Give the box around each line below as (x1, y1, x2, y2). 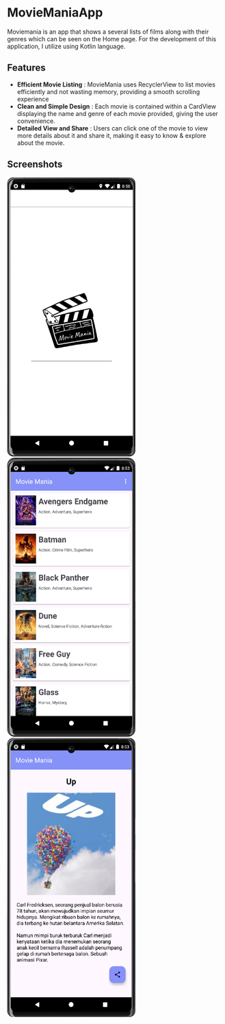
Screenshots (7, 159, 63, 170)
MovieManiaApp (7, 5, 103, 21)
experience (16, 95, 49, 103)
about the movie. (16, 139, 65, 147)
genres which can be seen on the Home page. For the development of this (7, 34, 217, 43)
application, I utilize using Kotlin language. (7, 42, 126, 50)
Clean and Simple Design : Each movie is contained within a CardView (16, 102, 217, 111)
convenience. (16, 117, 56, 125)
